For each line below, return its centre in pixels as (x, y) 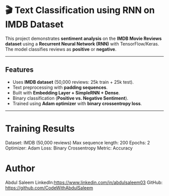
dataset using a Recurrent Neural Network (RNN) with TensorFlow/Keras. (82, 43)
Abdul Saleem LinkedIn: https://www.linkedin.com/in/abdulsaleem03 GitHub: (84, 182)
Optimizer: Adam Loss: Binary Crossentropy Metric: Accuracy (69, 148)
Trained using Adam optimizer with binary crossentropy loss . (77, 103)
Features (19, 70)
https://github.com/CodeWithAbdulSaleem (49, 187)
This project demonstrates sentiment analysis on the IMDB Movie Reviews (83, 38)
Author (20, 168)
